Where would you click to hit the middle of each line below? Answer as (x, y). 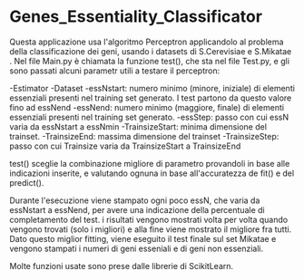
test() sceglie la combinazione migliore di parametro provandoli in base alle (150, 163)
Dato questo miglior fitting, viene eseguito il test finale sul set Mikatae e (143, 238)
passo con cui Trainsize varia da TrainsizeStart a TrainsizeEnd (125, 146)
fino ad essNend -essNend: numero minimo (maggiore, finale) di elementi (147, 107)
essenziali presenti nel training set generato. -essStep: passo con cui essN (149, 117)
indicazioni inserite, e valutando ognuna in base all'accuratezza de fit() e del (152, 173)
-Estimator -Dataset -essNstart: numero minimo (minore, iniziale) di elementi (152, 88)
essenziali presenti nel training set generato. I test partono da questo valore (151, 98)
